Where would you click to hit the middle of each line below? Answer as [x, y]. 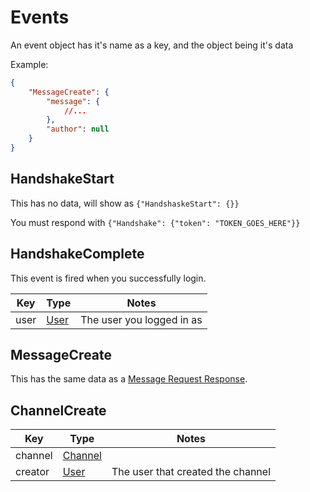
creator [32, 472]
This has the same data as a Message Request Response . [129, 379]
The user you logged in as [141, 319]
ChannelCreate [58, 410]
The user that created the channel [191, 472]
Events [40, 17]
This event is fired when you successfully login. [108, 278]
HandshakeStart [62, 179]
